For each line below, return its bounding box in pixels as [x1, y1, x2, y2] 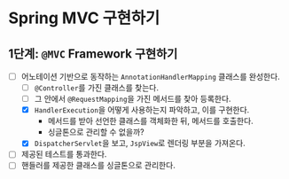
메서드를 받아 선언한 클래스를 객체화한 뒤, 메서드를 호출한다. [47, 116, 254, 127]
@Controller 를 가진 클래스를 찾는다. [34, 82, 159, 93]
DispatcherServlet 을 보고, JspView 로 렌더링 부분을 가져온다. [34, 138, 246, 149]
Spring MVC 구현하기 [8, 8, 160, 28]
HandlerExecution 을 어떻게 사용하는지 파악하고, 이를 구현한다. [34, 105, 250, 115]
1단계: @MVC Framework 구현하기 [8, 46, 178, 61]
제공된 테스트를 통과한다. [20, 149, 107, 160]
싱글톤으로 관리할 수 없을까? [47, 127, 144, 137]
